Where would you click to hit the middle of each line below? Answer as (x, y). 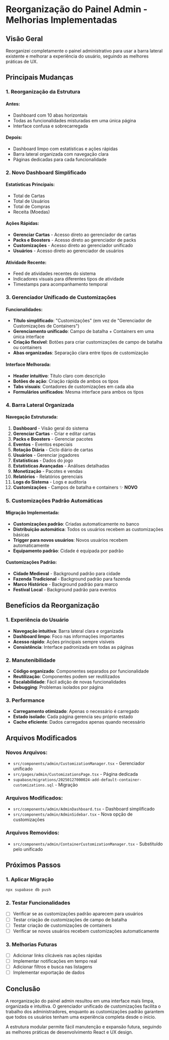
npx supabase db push (28, 890)
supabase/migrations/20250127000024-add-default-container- (77, 780)
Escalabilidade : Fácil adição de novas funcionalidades (69, 682)
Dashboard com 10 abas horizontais (50, 115)
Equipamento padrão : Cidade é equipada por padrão (68, 551)
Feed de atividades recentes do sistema (54, 273)
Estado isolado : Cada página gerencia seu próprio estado (73, 717)
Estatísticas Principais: (30, 184)
